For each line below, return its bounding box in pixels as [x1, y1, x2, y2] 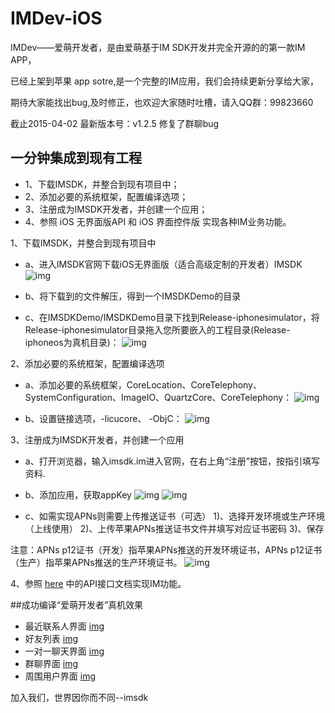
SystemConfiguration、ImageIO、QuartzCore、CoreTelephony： [24, 391, 293, 403]
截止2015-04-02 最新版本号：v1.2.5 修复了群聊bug [10, 117, 220, 129]
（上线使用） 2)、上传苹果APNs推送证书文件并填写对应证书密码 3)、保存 [24, 522, 325, 534]
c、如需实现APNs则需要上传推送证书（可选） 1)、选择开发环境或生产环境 [24, 510, 326, 522]
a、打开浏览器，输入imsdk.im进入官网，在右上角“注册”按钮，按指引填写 [24, 455, 320, 467]
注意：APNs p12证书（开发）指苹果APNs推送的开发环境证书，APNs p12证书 [10, 543, 323, 556]
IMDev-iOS [10, 7, 103, 30]
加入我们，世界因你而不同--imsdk [10, 691, 149, 703]
